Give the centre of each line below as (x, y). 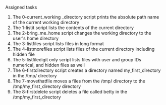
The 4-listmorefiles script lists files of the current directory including (84, 49)
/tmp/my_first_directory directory (47, 86)
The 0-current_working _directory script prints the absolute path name (86, 17)
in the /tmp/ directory (35, 76)
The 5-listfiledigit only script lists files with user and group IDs (77, 60)
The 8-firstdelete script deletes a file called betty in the (70, 92)
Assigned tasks (21, 7)
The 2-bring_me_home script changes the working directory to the (82, 33)
